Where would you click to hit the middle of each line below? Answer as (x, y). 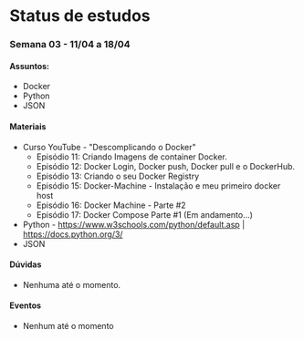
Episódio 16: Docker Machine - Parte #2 (111, 205)
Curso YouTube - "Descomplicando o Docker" (109, 147)
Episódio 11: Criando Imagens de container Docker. (132, 157)
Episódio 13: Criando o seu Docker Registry (118, 176)
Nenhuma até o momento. (72, 284)
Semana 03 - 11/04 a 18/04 (70, 45)
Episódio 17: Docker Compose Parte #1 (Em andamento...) (145, 214)
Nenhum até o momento (68, 325)
